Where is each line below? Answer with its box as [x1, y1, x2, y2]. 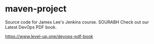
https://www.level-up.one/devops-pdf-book [5, 33, 94, 39]
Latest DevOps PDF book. [5, 24, 57, 30]
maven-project [5, 3, 67, 14]
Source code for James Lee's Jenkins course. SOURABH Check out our [5, 19, 149, 25]
